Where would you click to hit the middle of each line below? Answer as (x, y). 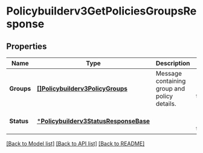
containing (171, 81)
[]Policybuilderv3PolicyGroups (82, 89)
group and (170, 89)
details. (166, 104)
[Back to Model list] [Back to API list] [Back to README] (76, 144)
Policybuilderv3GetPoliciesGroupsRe (101, 11)
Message (169, 73)
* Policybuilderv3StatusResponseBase (93, 121)
